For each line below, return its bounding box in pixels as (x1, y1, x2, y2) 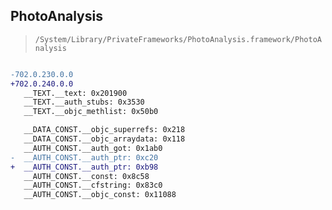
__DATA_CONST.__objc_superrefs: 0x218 (23, 125, 186, 135)
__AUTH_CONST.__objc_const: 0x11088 (23, 190, 177, 200)
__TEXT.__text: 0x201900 (23, 88, 128, 98)
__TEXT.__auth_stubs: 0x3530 (23, 97, 145, 108)
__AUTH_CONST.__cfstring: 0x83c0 (23, 180, 163, 191)
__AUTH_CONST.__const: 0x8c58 (23, 171, 150, 181)
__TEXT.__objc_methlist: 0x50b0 (23, 107, 159, 117)
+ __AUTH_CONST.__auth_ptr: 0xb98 (10, 162, 159, 172)
